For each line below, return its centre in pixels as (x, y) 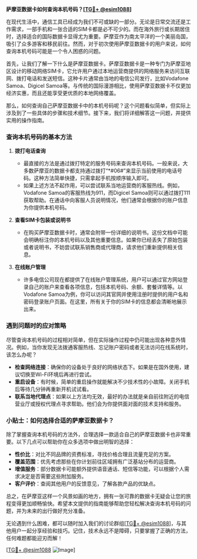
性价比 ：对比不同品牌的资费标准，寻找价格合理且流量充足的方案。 (94, 454)
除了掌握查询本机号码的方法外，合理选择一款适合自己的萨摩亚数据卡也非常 (96, 434)
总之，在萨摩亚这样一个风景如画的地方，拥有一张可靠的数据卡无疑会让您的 (96, 496)
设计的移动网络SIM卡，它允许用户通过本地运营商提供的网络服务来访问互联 (101, 71)
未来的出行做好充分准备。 (57, 511)
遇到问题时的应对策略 (36, 326)
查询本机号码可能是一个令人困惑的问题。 (55, 51)
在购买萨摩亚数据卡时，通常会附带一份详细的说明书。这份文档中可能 (106, 232)
